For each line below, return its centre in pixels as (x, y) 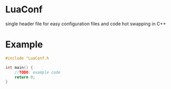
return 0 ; (25, 77)
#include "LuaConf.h (27, 58)
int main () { (19, 67)
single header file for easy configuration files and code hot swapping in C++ (86, 24)
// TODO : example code (37, 72)
